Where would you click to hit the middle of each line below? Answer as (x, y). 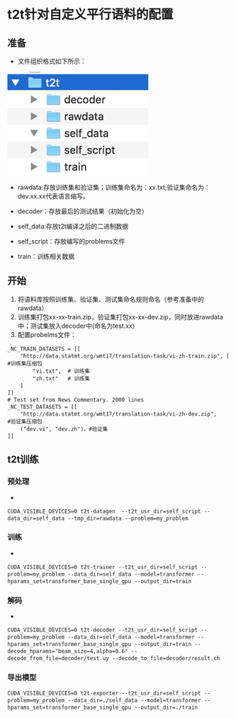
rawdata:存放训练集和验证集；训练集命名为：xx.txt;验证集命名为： (114, 187)
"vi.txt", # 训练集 (62, 371)
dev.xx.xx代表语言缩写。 (54, 196)
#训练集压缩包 (25, 363)
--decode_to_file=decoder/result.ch (166, 659)
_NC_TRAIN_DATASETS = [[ (44, 349)
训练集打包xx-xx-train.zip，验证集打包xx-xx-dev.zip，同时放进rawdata (120, 317)
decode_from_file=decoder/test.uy (58, 659)
